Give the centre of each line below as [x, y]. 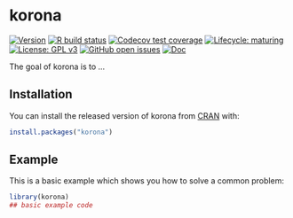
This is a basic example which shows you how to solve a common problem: [146, 181]
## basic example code [51, 206]
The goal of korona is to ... [57, 66]
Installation [41, 94]
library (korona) [39, 197]
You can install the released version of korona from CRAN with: [124, 115]
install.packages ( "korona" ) [61, 132]
